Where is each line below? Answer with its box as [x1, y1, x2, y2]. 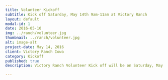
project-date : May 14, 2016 [5, 44, 64, 49]
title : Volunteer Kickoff [5, 7, 59, 12]
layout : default [5, 16, 39, 21]
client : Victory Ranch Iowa [5, 49, 64, 54]
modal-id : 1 [5, 21, 30, 26]
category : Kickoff [5, 53, 44, 59]
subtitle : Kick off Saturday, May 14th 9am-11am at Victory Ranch [5, 12, 147, 17]
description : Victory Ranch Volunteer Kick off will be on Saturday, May [5, 63, 163, 68]
